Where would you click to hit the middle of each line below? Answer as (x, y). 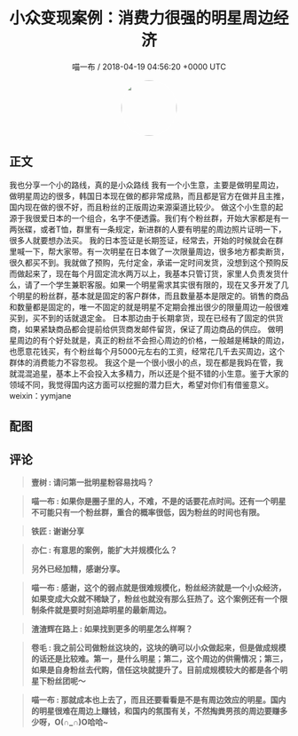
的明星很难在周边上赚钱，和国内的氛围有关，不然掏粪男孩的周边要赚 (155, 710)
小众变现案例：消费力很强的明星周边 (141, 18)
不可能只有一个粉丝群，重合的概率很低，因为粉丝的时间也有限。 (147, 512)
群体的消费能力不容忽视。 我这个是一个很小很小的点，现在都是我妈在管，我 (146, 362)
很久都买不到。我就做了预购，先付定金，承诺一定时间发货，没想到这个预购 (145, 262)
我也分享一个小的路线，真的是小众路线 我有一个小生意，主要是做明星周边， (146, 185)
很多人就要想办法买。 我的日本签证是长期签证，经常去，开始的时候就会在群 (146, 240)
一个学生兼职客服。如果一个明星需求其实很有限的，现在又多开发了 (160, 284)
